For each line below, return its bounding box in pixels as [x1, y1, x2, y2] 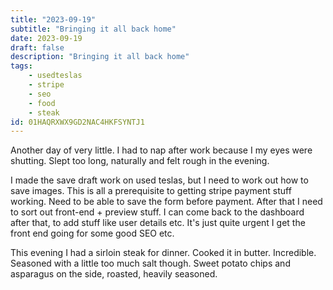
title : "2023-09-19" [10, 14, 97, 25]
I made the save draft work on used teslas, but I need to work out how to [10, 174, 309, 186]
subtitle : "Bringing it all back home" [10, 24, 177, 34]
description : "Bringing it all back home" [10, 52, 190, 62]
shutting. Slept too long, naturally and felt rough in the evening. [10, 155, 270, 167]
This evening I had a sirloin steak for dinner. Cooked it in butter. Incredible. [10, 247, 317, 259]
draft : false [10, 42, 65, 53]
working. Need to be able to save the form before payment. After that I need [10, 196, 323, 208]
